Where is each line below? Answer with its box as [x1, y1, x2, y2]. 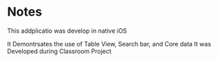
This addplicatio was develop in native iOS [7, 27, 127, 35]
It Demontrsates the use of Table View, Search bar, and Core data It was [7, 40, 212, 48]
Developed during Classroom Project [7, 47, 112, 55]
